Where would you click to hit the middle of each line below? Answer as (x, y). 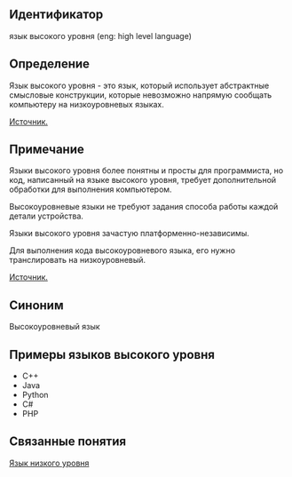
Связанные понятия (68, 442)
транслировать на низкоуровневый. (78, 260)
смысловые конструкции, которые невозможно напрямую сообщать (141, 95)
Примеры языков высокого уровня (112, 354)
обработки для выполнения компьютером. (91, 189)
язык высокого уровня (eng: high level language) (101, 36)
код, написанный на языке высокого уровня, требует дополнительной (143, 180)
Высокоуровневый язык (55, 327)
